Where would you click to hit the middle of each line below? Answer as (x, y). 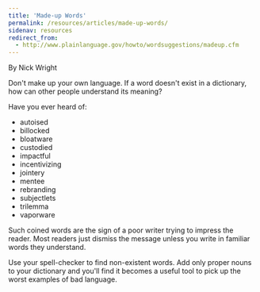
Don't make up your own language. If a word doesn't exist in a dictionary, (128, 83)
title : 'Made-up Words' (48, 15)
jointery (32, 173)
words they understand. (47, 248)
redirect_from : (33, 38)
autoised (34, 122)
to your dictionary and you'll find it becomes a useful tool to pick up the (125, 271)
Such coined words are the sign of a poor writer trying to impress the (121, 230)
